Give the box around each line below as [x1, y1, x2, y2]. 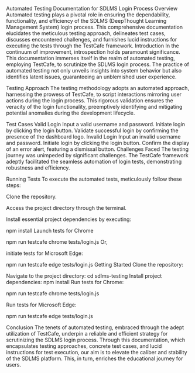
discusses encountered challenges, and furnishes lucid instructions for [6, 36, 177, 43]
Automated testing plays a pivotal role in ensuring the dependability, [6, 11, 170, 18]
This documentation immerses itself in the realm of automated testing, [6, 55, 176, 61]
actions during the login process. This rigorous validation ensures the [6, 97, 174, 104]
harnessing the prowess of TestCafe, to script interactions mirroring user [6, 91, 182, 98]
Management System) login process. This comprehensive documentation [6, 23, 183, 30]
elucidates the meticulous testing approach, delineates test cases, [6, 30, 166, 37]
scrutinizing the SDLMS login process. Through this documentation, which [6, 336, 186, 343]
